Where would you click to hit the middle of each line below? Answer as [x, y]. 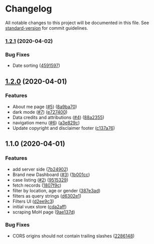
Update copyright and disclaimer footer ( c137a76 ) [64, 128]
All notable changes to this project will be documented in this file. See [77, 23]
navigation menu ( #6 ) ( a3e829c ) [46, 123]
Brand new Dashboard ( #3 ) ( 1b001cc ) [51, 175]
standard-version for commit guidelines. [47, 28]
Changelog [29, 9]
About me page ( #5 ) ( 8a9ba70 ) [45, 107]
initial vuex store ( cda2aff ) [39, 206]
